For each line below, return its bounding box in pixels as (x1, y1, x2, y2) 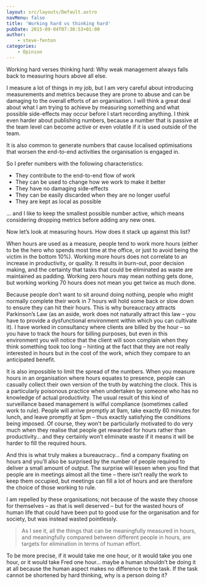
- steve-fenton (17, 37, 56, 43)
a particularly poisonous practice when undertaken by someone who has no (6, 387, 199, 394)
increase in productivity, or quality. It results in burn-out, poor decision (6, 259, 185, 266)
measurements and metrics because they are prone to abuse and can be (6, 90, 190, 98)
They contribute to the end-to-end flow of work (15, 172, 136, 179)
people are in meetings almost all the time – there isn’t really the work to (6, 470, 188, 478)
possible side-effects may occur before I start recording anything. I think (6, 110, 190, 117)
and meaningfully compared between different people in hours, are (21, 534, 191, 541)
